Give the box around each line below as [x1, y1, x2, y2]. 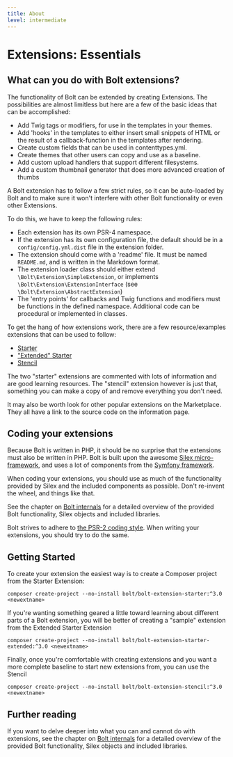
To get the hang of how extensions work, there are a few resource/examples [7, 323, 226, 331]
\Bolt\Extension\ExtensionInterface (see [17, 280, 138, 288]
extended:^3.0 [7, 643, 49, 651]
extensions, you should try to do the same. [7, 531, 130, 539]
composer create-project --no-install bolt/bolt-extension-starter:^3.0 [7, 591, 223, 598]
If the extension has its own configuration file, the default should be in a [17, 235, 223, 244]
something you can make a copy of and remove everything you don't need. [7, 387, 223, 395]
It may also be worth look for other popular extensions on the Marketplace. [7, 400, 221, 408]
